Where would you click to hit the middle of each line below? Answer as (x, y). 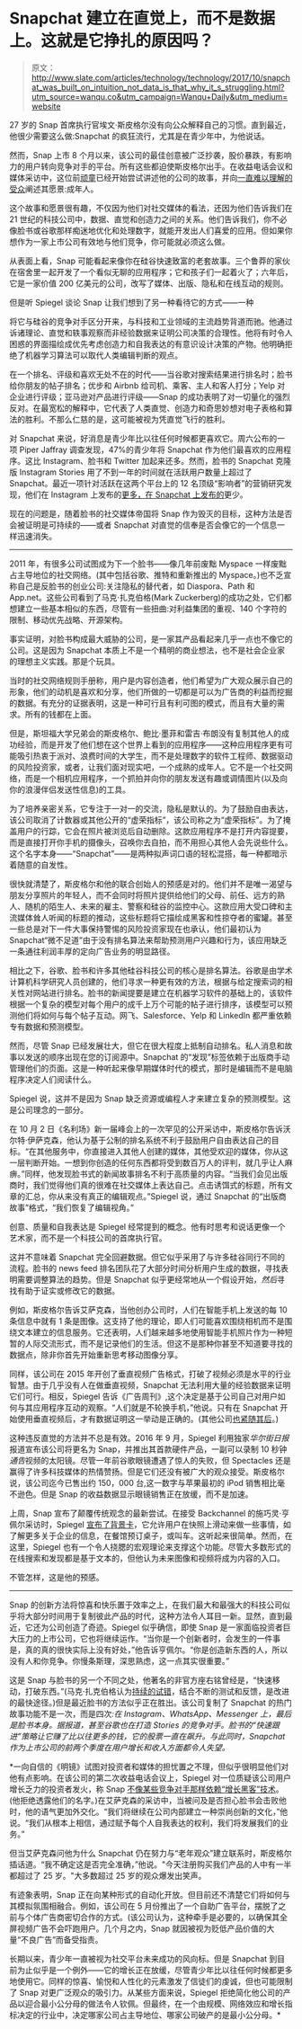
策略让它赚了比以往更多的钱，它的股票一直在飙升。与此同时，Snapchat (153, 1736)
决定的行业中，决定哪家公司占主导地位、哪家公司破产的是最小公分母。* (149, 2015)
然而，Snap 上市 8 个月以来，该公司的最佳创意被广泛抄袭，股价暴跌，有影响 (151, 155)
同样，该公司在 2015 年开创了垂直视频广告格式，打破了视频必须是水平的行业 (151, 1374)
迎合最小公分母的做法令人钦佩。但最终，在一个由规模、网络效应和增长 (155, 2003)
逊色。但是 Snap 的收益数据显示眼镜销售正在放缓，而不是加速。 (135, 1494)
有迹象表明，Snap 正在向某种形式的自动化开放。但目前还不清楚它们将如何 (146, 1894)
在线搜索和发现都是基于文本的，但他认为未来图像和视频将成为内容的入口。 (147, 1558)
